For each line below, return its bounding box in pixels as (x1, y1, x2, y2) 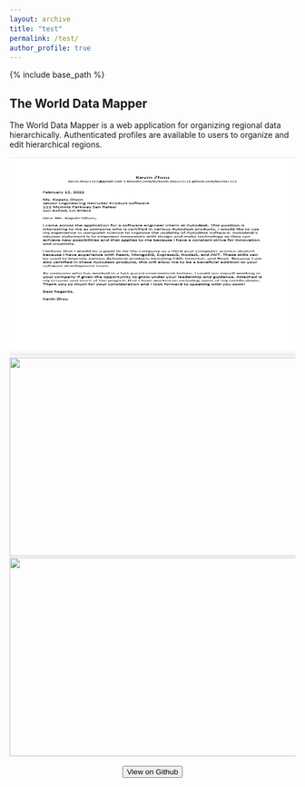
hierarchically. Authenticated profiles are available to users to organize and (9, 130, 290, 141)
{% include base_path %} (9, 69, 105, 81)
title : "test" (9, 24, 64, 34)
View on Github (126, 767, 179, 777)
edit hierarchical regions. (9, 139, 103, 150)
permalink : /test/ (9, 34, 79, 43)
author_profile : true (9, 44, 92, 53)
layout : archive (9, 15, 71, 24)
